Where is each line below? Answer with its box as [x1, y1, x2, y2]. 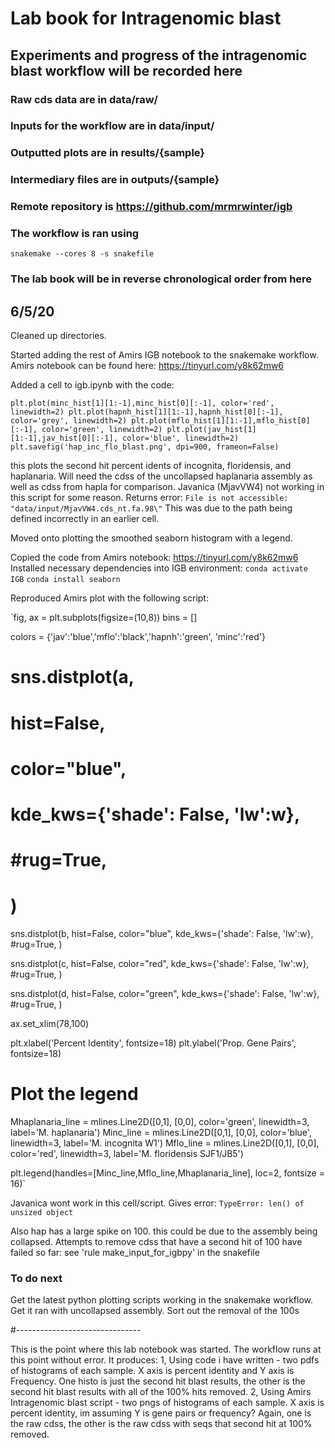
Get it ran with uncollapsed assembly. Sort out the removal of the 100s [10, 1305, 300, 1317]
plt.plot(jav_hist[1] [166, 425, 257, 435]
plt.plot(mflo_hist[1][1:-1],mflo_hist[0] [131, 416, 311, 426]
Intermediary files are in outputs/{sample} [10, 173, 220, 187]
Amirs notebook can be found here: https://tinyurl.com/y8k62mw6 [10, 360, 285, 372]
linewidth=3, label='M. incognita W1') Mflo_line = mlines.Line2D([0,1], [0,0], [10, 1137, 320, 1149]
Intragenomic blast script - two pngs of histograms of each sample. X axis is [10, 1397, 325, 1409]
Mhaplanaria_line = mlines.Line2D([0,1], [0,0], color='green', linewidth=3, [10, 1116, 310, 1128]
